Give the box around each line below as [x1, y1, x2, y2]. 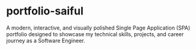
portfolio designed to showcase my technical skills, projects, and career [6, 30, 185, 37]
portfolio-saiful [6, 4, 84, 18]
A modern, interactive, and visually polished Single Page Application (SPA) [6, 24, 191, 31]
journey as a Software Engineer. [6, 37, 85, 44]
